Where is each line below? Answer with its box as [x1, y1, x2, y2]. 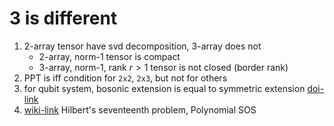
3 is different [9, 7, 118, 30]
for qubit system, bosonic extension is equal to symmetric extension [23, 82, 306, 94]
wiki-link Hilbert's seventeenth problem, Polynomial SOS [23, 103, 257, 116]
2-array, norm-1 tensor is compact [38, 50, 181, 62]
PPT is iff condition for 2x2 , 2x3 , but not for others [23, 72, 228, 84]
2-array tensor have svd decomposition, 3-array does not [23, 40, 262, 52]
